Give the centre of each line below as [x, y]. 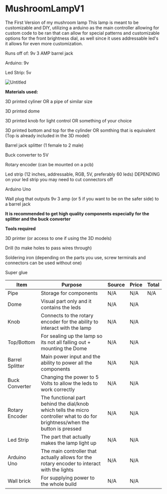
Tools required [20, 228]
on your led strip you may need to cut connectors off [59, 179]
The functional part [63, 397]
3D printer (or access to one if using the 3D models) [58, 238]
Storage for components [69, 293]
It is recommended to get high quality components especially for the [77, 213]
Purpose [72, 285]
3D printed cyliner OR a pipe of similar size [49, 101]
